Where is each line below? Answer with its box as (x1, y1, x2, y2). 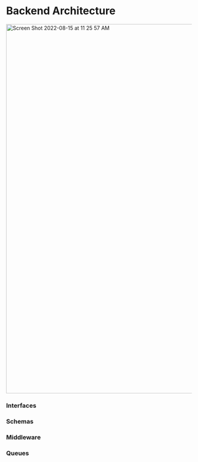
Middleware (6, 433, 41, 441)
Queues (6, 449, 29, 457)
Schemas (6, 417, 34, 425)
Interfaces (6, 401, 37, 409)
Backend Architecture (6, 4, 116, 18)
